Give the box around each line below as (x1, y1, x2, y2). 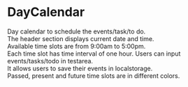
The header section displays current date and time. (7, 34, 154, 42)
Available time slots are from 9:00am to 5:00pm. (7, 42, 146, 50)
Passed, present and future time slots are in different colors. (7, 71, 180, 80)
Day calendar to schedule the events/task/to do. (7, 27, 146, 35)
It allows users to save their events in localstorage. (7, 64, 153, 72)
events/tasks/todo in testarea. (7, 56, 93, 65)
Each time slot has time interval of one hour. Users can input (7, 49, 181, 58)
